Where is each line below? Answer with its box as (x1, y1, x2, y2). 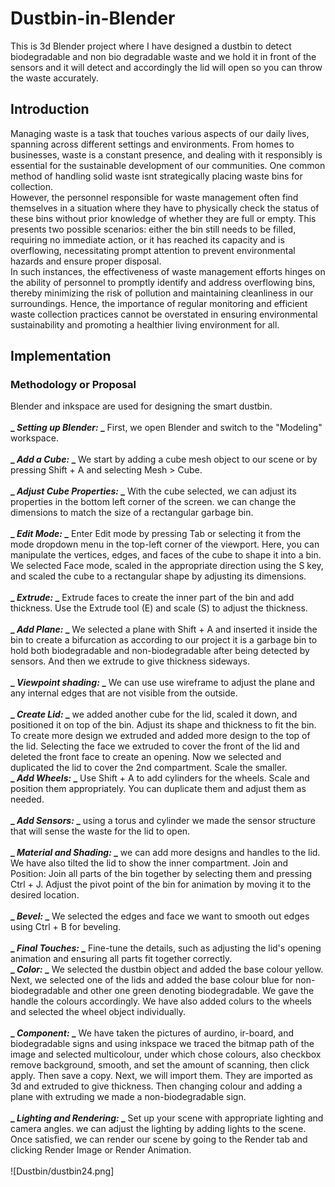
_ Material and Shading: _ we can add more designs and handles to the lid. (10, 847, 321, 859)
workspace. (10, 432, 59, 444)
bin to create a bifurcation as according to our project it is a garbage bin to (10, 634, 318, 646)
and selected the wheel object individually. (10, 1006, 186, 1018)
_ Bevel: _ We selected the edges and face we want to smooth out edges (10, 910, 310, 922)
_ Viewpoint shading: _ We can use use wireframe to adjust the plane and (10, 677, 316, 689)
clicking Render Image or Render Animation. (10, 1144, 192, 1156)
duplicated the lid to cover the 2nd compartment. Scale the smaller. (10, 762, 288, 774)
